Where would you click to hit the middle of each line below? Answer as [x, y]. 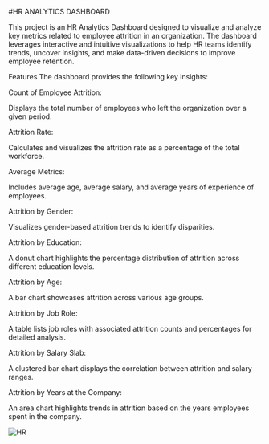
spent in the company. [45, 416]
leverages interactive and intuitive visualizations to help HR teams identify [130, 44]
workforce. [26, 156]
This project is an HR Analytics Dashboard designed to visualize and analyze [135, 27]
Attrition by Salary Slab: [47, 353]
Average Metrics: [37, 171]
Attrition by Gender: [41, 211]
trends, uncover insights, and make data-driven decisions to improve [122, 53]
